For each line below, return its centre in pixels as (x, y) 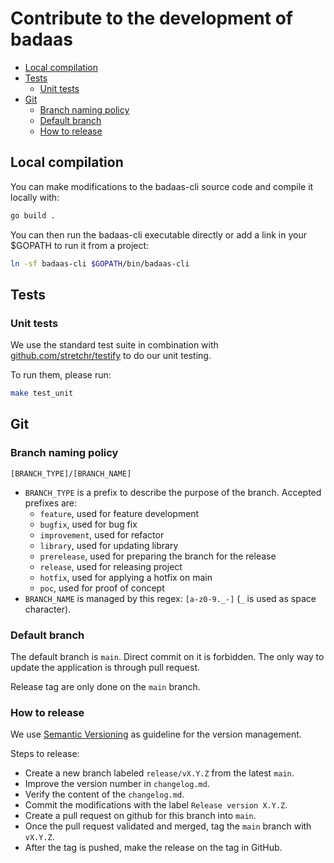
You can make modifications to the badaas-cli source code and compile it (162, 186)
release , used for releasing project (111, 566)
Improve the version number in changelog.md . (117, 784)
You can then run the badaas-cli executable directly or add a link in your (158, 234)
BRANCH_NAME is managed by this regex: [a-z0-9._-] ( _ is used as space (170, 598)
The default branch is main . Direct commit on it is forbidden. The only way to (167, 657)
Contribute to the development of (151, 18)
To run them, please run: (61, 375)
